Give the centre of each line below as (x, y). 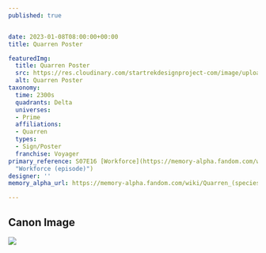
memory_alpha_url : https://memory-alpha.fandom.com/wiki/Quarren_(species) (136, 183)
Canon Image (42, 222)
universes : (33, 110)
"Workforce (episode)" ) (54, 168)
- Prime (28, 117)
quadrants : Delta (44, 102)
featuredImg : (30, 59)
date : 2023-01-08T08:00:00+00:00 (63, 36)
